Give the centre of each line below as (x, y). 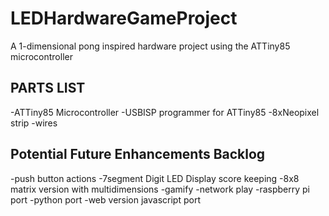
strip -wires (34, 123)
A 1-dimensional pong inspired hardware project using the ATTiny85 (150, 46)
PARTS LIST (48, 88)
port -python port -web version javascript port (105, 199)
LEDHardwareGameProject (124, 18)
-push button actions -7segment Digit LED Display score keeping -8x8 (155, 178)
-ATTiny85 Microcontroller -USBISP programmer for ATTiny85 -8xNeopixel (165, 112)
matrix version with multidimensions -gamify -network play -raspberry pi (160, 189)
